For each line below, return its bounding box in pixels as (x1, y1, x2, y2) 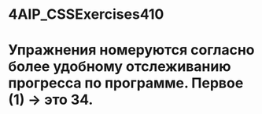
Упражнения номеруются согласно (8, 41, 255, 59)
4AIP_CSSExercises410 (8, 5, 164, 23)
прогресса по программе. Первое (8, 74, 244, 92)
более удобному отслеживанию (8, 58, 231, 76)
